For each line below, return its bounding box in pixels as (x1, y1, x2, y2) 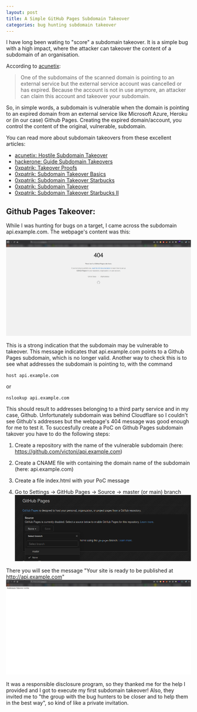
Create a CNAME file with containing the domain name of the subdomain (14, 459, 191, 467)
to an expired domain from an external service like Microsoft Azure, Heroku (6, 111, 188, 118)
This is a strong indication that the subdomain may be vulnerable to (6, 342, 169, 349)
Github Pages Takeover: (6, 206, 96, 216)
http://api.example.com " (6, 573, 64, 580)
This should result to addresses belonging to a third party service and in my (6, 406, 189, 413)
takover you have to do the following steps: (6, 430, 110, 437)
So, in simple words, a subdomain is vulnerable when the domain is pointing (6, 104, 189, 111)
